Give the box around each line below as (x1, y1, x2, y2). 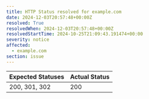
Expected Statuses (9, 73, 65, 81)
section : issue (6, 53, 44, 59)
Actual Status (69, 73, 110, 81)
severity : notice (6, 37, 50, 43)
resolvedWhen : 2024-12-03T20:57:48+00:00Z (6, 25, 114, 32)
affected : (6, 43, 31, 49)
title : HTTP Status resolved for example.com (6, 8, 121, 15)
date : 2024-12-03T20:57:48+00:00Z (6, 14, 93, 20)
